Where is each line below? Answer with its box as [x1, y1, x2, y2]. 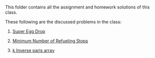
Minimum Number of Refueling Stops [12, 38, 88, 44]
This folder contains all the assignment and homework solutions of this [5, 4, 150, 10]
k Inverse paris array [12, 48, 55, 53]
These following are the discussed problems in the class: [5, 19, 122, 25]
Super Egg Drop [12, 29, 46, 34]
